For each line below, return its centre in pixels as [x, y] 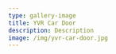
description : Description [51, 30]
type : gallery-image [43, 15]
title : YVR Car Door [43, 23]
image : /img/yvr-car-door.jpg [58, 38]
